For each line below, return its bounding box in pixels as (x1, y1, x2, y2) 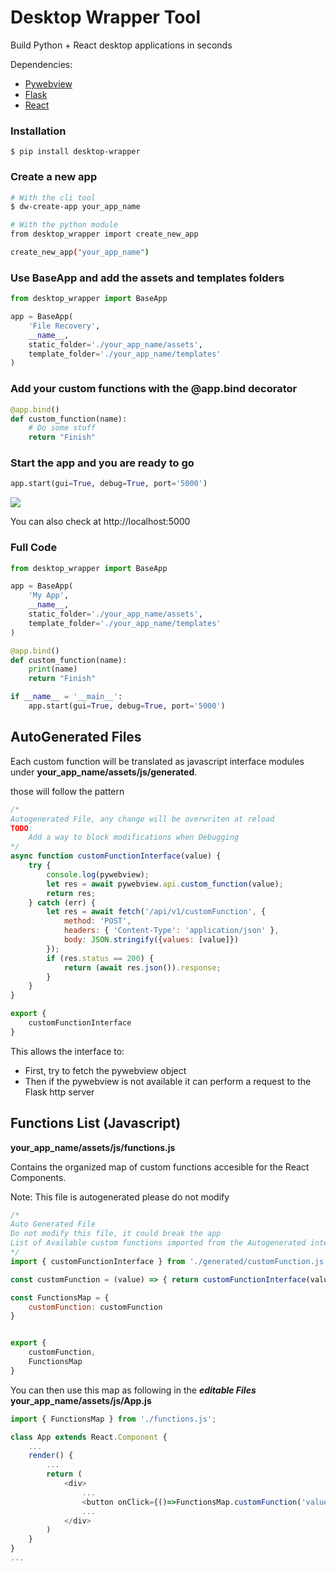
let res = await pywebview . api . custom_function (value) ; (46, 879, 284, 889)
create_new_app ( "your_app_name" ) (10, 247, 150, 258)
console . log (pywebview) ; (46, 869, 150, 880)
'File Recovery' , (28, 321, 101, 331)
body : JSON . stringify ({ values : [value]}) (63, 935, 240, 945)
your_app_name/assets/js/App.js (10, 1394, 152, 1406)
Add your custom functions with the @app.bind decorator (10, 382, 298, 396)
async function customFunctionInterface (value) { (10, 851, 222, 861)
